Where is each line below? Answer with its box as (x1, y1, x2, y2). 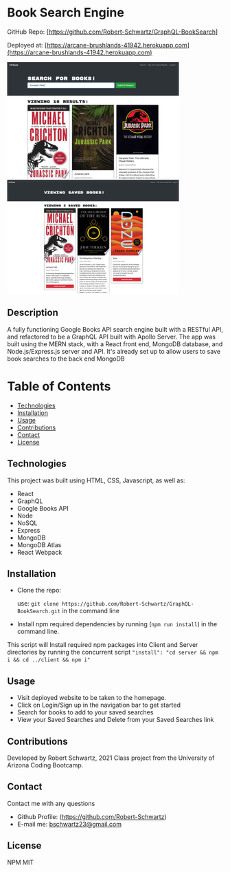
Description (7, 307, 58, 319)
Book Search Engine (7, 5, 125, 21)
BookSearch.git (16, 608, 61, 615)
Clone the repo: (16, 586, 62, 595)
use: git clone (16, 599, 60, 608)
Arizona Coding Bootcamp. (7, 761, 84, 769)
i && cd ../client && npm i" (7, 657, 91, 663)
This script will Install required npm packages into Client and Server (7, 641, 198, 649)
